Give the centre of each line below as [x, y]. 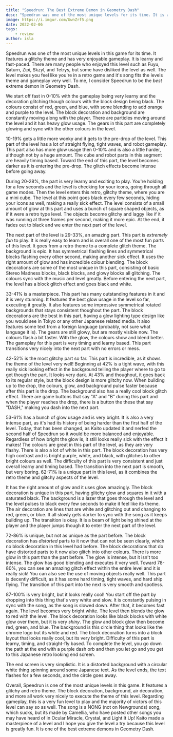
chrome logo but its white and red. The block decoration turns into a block [84, 632]
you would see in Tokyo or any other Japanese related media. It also [78, 321]
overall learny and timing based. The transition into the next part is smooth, [85, 466]
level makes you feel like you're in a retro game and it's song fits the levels [84, 75]
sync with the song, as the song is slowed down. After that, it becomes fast [85, 605]
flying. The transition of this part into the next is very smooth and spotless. [85, 584]
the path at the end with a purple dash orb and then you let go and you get [85, 649]
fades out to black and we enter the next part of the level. [66, 225]
